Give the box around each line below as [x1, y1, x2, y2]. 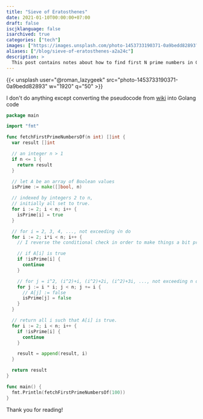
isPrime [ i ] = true [17, 212, 63, 218]
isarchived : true [6, 31, 50, 37]
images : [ [6, 43, 31, 49]
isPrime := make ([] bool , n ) [11, 184, 83, 190]
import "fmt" [6, 123, 39, 129]
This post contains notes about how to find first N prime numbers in [11, 59, 193, 65]
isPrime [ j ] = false [22, 295, 71, 301]
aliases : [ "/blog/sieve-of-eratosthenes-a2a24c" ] [6, 48, 134, 54]
